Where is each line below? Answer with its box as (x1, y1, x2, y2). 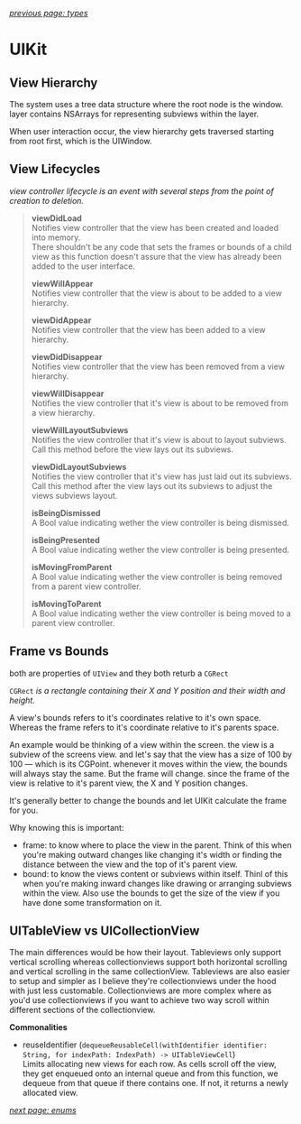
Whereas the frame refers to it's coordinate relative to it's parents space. (9, 722, 279, 732)
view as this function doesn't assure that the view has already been (31, 251, 282, 262)
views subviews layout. (31, 490, 118, 501)
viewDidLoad (31, 212, 83, 224)
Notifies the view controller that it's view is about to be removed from (31, 397, 288, 409)
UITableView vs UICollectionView (9, 924, 200, 939)
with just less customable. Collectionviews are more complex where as (9, 985, 272, 996)
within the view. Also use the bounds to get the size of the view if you (22, 888, 280, 898)
